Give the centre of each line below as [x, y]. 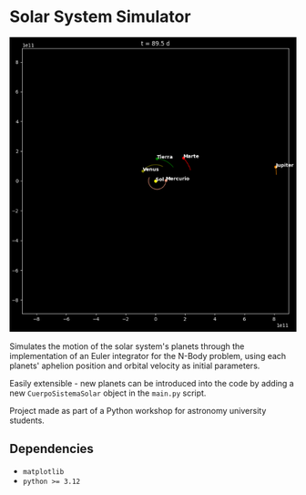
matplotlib [43, 471]
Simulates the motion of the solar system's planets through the [127, 346]
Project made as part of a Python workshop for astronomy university [138, 410]
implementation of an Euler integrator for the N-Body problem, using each [148, 356]
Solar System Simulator [100, 17]
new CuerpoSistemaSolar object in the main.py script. [108, 393]
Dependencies [51, 449]
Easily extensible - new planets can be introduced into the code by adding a [152, 383]
